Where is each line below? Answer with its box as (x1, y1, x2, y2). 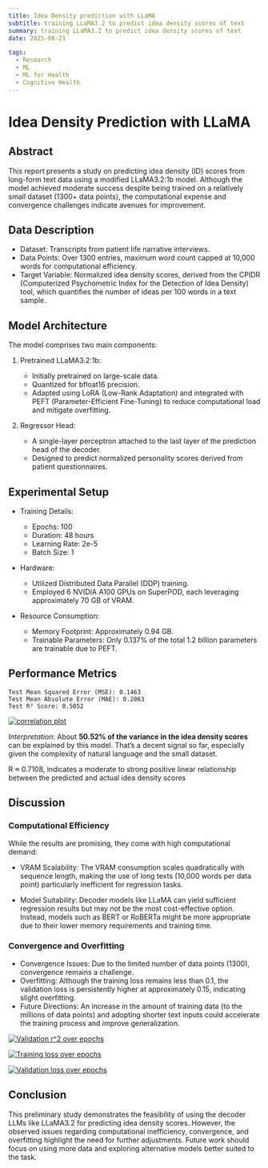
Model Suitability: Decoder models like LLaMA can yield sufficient (19, 895, 237, 904)
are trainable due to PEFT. (31, 644, 118, 653)
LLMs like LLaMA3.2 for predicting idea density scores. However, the (8, 1117, 236, 1127)
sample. (19, 296, 46, 305)
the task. (8, 1152, 38, 1162)
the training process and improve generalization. (19, 1018, 180, 1028)
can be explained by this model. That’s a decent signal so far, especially (8, 740, 246, 750)
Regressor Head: (19, 421, 76, 430)
